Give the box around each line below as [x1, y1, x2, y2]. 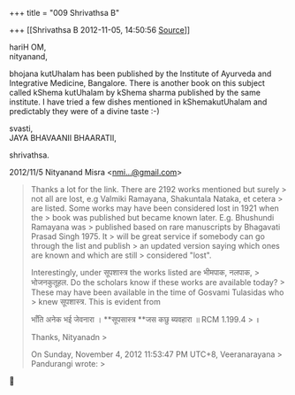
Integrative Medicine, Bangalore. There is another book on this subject [9, 78, 265, 88]
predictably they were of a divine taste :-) [9, 106, 161, 116]
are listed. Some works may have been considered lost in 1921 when [30, 203, 280, 213]
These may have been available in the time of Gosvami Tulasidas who [30, 287, 284, 298]
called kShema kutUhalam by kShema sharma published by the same [9, 88, 261, 97]
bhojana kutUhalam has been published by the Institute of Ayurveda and [9, 68, 272, 79]
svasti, [9, 123, 34, 134]
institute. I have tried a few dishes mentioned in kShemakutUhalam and [9, 97, 268, 107]
